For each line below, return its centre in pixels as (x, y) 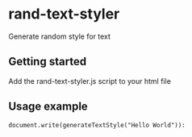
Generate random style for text (60, 36)
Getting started (48, 62)
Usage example (48, 107)
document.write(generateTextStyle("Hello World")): (97, 125)
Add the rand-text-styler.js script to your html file (90, 81)
